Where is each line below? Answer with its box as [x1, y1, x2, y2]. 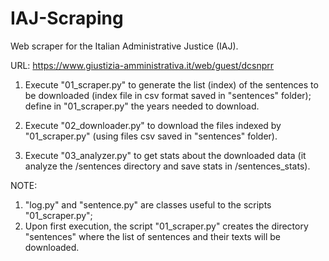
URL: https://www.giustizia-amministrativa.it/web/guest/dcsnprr [10, 59, 275, 71]
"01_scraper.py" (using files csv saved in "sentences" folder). [24, 130, 278, 142]
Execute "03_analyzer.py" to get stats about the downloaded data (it [24, 149, 307, 161]
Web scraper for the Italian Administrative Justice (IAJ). [10, 40, 239, 52]
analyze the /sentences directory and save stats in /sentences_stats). [24, 160, 311, 172]
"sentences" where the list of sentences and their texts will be [24, 230, 281, 242]
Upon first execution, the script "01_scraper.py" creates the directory [24, 220, 309, 232]
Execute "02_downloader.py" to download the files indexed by [24, 119, 282, 131]
